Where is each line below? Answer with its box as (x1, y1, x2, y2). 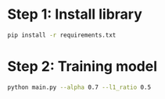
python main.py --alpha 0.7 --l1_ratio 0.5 (7, 83, 152, 91)
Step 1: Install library (7, 5, 142, 23)
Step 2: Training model (7, 58, 158, 75)
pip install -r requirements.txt (7, 31, 117, 39)
